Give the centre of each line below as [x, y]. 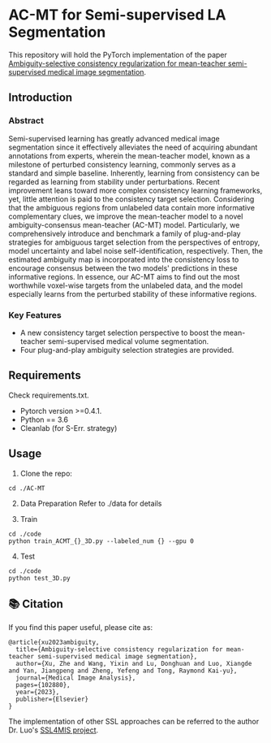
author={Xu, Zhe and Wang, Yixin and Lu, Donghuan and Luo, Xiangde [134, 664]
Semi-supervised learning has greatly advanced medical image [114, 138]
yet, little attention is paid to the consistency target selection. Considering [131, 199]
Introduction [41, 98]
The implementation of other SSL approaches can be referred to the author [134, 722]
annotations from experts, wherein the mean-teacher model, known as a [129, 155]
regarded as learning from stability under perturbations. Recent [114, 181]
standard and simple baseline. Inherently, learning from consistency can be [134, 173]
